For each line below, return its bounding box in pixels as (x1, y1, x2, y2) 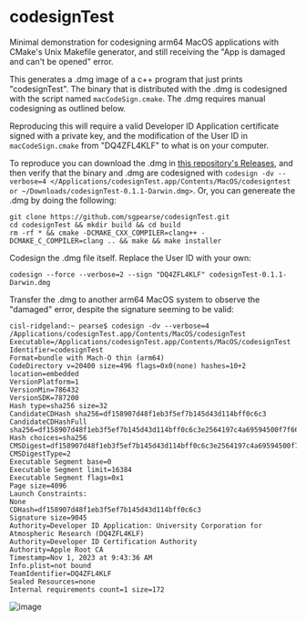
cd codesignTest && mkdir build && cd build (9, 220, 181, 229)
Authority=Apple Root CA (9, 545, 104, 554)
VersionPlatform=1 (9, 377, 79, 386)
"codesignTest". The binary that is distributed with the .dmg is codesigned (9, 83, 288, 94)
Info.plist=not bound (9, 561, 92, 570)
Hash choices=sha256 (9, 433, 88, 442)
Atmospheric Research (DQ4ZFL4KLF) (9, 529, 145, 538)
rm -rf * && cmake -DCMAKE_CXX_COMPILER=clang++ (9, 228, 198, 237)
